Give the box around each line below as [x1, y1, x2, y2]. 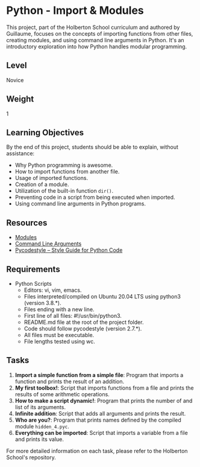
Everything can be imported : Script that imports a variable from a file [14, 429, 188, 436]
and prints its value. [14, 436, 64, 443]
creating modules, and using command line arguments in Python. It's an [6, 36, 185, 43]
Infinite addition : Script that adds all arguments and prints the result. [14, 410, 186, 417]
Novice [6, 76, 24, 83]
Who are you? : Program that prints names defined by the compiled [14, 416, 182, 424]
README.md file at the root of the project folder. [23, 318, 144, 326]
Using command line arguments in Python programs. [14, 200, 146, 207]
